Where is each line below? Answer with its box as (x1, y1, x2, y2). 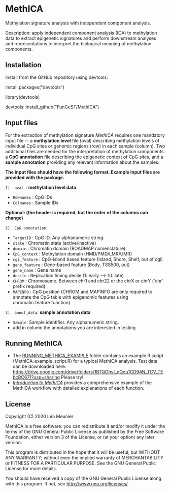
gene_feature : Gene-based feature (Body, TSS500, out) (12, 262, 130, 268)
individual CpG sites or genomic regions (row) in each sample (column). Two (5, 143, 165, 149)
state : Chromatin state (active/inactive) (12, 240, 96, 246)
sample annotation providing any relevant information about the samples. (5, 159, 160, 165)
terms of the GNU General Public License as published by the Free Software (5, 428, 164, 435)
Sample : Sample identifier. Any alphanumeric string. (12, 319, 119, 325)
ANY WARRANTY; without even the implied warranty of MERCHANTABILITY (5, 455, 164, 461)
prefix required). (12, 283, 47, 289)
